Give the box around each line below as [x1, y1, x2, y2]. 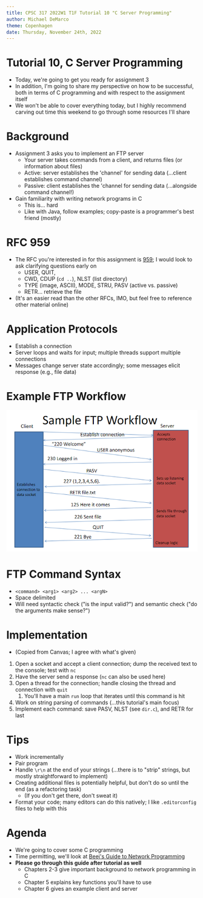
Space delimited [15, 594, 56, 601]
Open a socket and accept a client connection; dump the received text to [15, 660, 198, 668]
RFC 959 [6, 236, 50, 249]
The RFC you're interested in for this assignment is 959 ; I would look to [15, 256, 193, 263]
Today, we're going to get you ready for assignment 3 [15, 76, 150, 83]
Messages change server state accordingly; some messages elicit [15, 362, 181, 369]
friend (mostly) [24, 215, 62, 222]
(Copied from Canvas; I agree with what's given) [15, 648, 136, 656]
